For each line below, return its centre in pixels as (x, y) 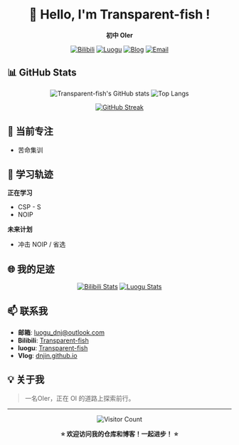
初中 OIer (119, 35)
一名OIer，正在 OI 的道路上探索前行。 (80, 398)
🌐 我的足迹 (31, 269)
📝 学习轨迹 (30, 174)
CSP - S (29, 207)
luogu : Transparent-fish (53, 348)
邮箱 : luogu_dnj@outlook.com (61, 333)
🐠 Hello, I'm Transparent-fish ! (119, 15)
